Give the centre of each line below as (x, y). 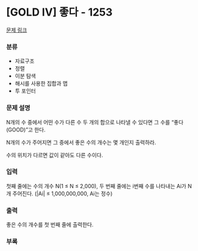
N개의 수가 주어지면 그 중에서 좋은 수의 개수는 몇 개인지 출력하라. (81, 142)
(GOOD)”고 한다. (26, 130)
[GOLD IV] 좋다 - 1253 (59, 12)
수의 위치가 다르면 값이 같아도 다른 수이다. (55, 155)
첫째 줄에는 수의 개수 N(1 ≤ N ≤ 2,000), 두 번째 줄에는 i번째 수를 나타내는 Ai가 (96, 186)
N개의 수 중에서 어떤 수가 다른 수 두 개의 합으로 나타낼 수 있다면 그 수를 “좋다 (95, 122)
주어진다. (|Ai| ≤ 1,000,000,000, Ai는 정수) (62, 193)
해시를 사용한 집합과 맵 (41, 84)
